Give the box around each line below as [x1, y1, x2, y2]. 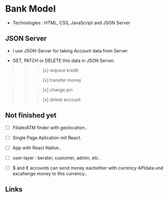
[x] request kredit [42, 67, 79, 73]
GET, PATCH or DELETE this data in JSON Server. [12, 57, 115, 63]
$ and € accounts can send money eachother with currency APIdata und [12, 165, 163, 171]
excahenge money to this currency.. [12, 170, 87, 176]
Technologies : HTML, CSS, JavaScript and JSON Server [12, 20, 130, 26]
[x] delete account [42, 96, 81, 102]
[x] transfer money [42, 77, 81, 83]
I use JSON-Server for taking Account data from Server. [12, 47, 129, 53]
